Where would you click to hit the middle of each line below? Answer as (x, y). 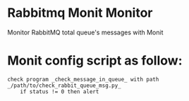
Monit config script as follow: (95, 61)
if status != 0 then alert (60, 92)
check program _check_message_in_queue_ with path (83, 79)
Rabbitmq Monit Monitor (80, 13)
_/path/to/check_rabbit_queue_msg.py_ (64, 86)
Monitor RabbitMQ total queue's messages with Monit (85, 32)
